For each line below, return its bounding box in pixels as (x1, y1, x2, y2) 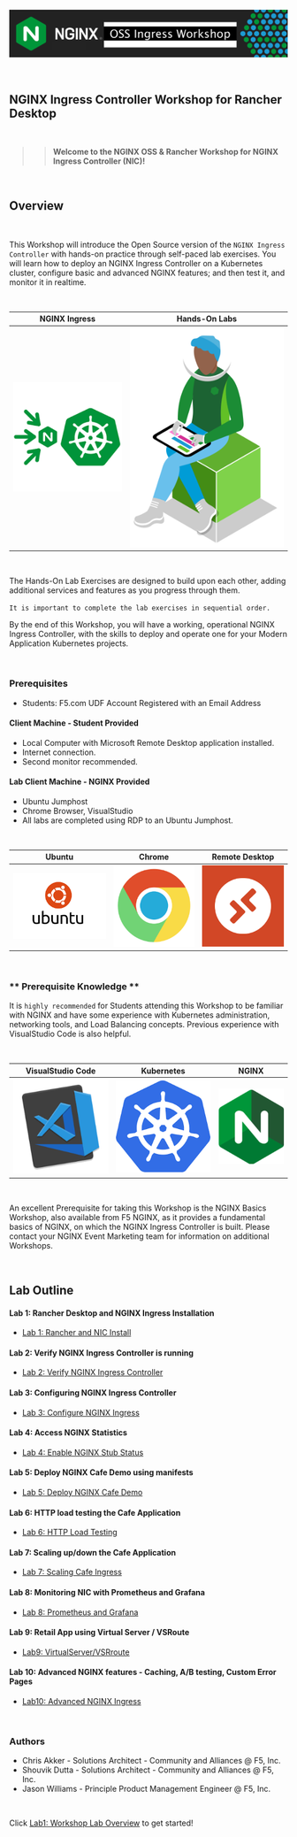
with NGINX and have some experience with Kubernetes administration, (9, 1010, 270, 1020)
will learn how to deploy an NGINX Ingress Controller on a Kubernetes (9, 257, 263, 268)
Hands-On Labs (176, 313, 237, 324)
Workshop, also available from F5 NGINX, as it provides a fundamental (9, 1211, 266, 1222)
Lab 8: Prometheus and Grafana (21, 1607, 139, 1618)
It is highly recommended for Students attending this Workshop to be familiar (9, 1001, 284, 1011)
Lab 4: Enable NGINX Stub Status (21, 1447, 144, 1457)
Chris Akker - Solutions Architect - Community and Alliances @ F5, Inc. (21, 1756, 281, 1766)
